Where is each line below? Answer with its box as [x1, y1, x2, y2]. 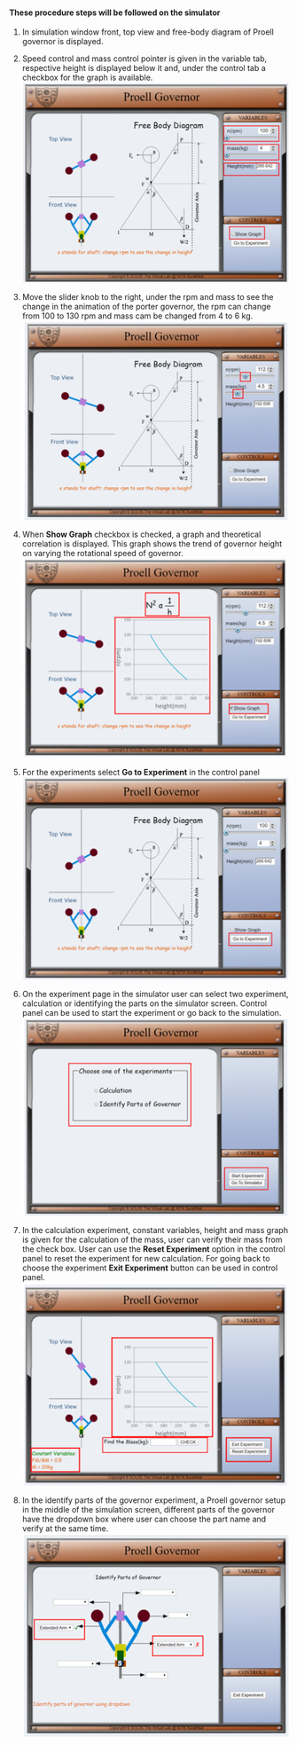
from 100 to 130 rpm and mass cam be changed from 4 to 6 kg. [21, 310, 254, 321]
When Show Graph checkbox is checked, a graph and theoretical [21, 529, 262, 539]
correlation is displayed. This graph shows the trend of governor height [21, 538, 282, 549]
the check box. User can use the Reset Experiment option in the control [21, 1244, 285, 1254]
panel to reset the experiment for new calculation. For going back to [21, 1254, 270, 1264]
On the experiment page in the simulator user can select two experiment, [21, 988, 289, 999]
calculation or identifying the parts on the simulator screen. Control [21, 998, 268, 1009]
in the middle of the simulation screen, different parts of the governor [21, 1504, 275, 1514]
